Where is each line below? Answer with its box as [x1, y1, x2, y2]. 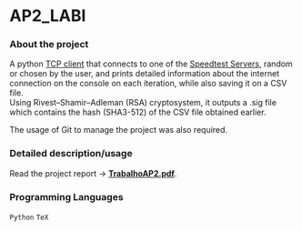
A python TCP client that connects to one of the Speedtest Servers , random [9, 58, 293, 69]
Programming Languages [9, 190, 125, 203]
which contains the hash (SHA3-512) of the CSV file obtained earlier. [9, 106, 267, 118]
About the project [9, 38, 89, 51]
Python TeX [9, 213, 49, 223]
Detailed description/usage [9, 147, 134, 160]
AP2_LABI [9, 5, 86, 26]
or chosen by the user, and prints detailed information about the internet [9, 68, 280, 79]
